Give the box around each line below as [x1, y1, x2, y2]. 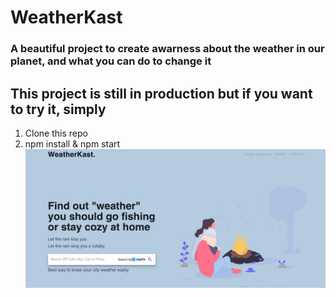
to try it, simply [10, 101, 107, 118]
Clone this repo [24, 127, 88, 139]
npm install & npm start [24, 137, 121, 150]
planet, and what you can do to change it [10, 54, 212, 68]
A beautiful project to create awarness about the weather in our [10, 42, 325, 56]
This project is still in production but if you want [10, 85, 313, 102]
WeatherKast [10, 6, 123, 29]
